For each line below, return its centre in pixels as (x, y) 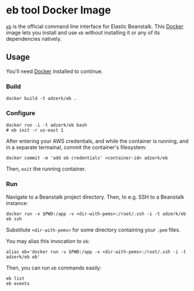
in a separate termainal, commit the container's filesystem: (76, 147)
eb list (15, 278)
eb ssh (14, 219)
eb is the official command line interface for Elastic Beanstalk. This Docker (95, 26)
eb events (18, 283)
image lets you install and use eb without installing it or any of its (83, 32)
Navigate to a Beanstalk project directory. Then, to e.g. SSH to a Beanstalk (95, 197)
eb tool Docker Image (59, 10)
